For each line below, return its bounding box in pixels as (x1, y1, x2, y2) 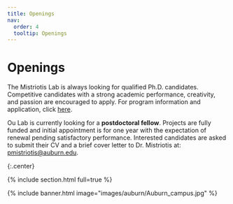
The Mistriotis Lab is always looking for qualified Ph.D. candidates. (7, 83, 199, 92)
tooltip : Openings (13, 29, 68, 37)
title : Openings (7, 10, 55, 17)
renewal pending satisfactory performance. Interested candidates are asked (7, 133, 227, 142)
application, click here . (7, 105, 73, 114)
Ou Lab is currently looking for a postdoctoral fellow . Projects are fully (7, 119, 211, 127)
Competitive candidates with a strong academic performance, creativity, (7, 90, 216, 99)
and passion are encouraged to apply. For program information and (7, 98, 201, 106)
